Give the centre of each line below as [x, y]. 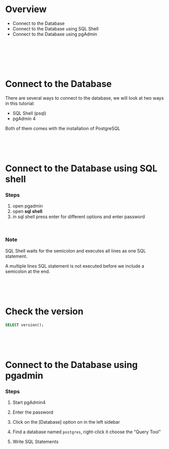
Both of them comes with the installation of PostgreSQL [63, 128]
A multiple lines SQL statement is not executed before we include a [75, 266]
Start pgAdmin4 [29, 402]
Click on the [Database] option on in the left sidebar [66, 422]
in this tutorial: [20, 103]
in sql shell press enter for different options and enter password [79, 217]
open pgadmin [27, 206]
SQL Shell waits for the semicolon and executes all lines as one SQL [76, 251]
